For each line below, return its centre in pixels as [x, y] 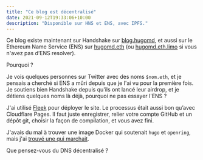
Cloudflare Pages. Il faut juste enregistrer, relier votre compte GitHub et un [99, 114]
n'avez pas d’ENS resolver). [41, 53]
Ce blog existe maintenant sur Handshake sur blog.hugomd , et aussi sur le [99, 41]
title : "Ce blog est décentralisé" [51, 12]
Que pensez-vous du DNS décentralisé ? [57, 151]
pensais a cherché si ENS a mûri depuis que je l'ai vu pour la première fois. [100, 83]
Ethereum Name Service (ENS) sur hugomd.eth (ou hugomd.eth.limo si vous [102, 47]
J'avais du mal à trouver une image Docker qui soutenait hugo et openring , [99, 132]
